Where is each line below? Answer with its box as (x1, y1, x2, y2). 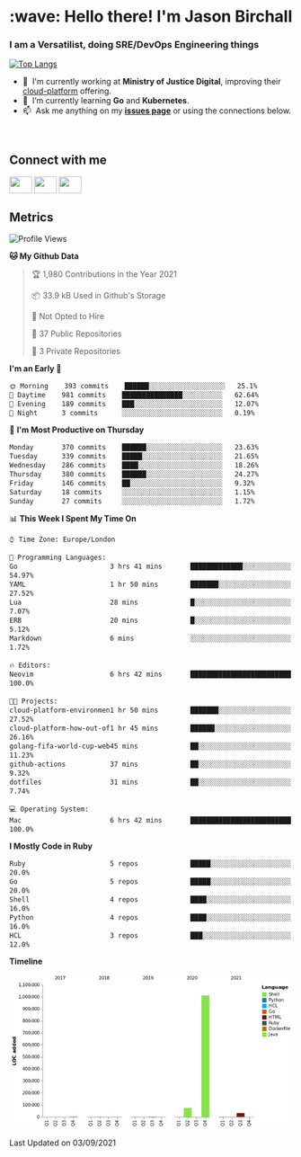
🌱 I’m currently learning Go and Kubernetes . (22, 95, 190, 106)
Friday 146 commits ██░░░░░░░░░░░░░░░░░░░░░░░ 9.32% (9, 479, 255, 488)
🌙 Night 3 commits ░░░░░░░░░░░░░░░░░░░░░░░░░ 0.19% (9, 409, 255, 418)
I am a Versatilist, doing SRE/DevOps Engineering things (9, 39, 260, 51)
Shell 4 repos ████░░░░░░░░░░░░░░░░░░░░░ (9, 895, 292, 904)
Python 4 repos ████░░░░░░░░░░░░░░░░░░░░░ (9, 913, 292, 922)
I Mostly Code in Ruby (9, 841, 93, 851)
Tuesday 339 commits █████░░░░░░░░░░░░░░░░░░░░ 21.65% (9, 452, 259, 461)
